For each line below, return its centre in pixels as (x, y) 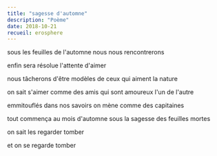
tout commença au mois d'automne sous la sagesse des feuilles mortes (109, 119)
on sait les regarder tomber (46, 132)
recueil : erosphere (35, 33)
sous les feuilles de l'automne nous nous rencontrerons (86, 52)
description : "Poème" (38, 20)
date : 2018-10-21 (32, 26)
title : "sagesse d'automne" (48, 13)
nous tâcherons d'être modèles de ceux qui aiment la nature (92, 79)
